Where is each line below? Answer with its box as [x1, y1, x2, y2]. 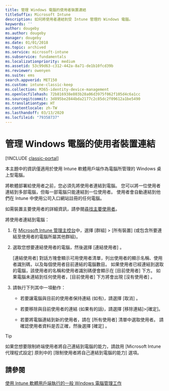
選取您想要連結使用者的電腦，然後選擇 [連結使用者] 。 [12, 244, 124, 250]
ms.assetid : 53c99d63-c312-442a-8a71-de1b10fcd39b [5, 63, 114, 68]
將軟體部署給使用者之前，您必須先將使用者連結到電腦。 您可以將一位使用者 [5, 182, 161, 189]
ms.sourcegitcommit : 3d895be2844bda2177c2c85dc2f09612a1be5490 [5, 96, 141, 101]
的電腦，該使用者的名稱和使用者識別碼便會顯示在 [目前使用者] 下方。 [12, 267, 155, 273]
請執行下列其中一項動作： [12, 284, 66, 290]
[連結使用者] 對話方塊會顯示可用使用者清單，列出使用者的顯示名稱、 [12, 255, 154, 261]
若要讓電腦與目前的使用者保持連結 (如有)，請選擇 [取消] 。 [20, 295, 141, 301]
